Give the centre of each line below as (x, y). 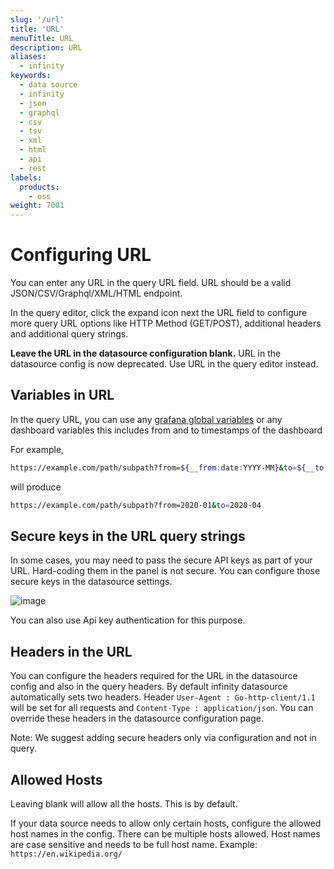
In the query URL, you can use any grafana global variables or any (146, 419)
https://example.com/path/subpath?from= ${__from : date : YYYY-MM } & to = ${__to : (169, 467)
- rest (33, 168)
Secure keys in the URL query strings (128, 536)
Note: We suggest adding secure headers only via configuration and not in (163, 738)
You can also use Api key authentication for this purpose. (128, 620)
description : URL (46, 47)
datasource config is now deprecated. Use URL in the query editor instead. (164, 364)
